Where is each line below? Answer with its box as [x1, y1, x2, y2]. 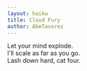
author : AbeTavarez [7, 23, 64, 30]
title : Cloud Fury [7, 17, 61, 23]
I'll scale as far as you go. [7, 49, 81, 57]
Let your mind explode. [7, 42, 74, 50]
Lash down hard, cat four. [7, 57, 81, 65]
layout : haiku [7, 10, 49, 17]
